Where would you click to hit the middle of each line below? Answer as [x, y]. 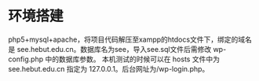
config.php [26, 59]
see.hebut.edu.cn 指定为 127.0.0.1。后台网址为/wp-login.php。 [109, 68]
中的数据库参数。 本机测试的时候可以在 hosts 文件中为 [132, 59]
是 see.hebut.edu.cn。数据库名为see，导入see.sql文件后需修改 [110, 49]
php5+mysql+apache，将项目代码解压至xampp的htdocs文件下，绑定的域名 [130, 39]
